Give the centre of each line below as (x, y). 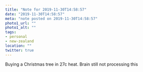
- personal (16, 37)
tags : (11, 32)
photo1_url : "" (21, 23)
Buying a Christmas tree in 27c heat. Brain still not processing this (72, 64)
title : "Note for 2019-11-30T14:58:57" (46, 9)
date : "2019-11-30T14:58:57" (35, 14)
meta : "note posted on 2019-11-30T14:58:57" (51, 18)
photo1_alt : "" (21, 28)
